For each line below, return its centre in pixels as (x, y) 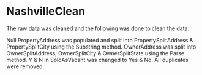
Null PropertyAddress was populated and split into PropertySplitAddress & (100, 40)
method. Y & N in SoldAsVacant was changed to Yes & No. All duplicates (97, 60)
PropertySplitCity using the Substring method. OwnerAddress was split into (101, 47)
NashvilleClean (46, 11)
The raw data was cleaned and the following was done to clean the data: (98, 28)
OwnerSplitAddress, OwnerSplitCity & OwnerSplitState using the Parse (95, 53)
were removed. (25, 66)
